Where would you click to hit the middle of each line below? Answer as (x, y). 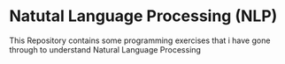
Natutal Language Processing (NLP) (143, 16)
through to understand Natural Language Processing (105, 49)
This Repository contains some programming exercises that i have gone (140, 40)
